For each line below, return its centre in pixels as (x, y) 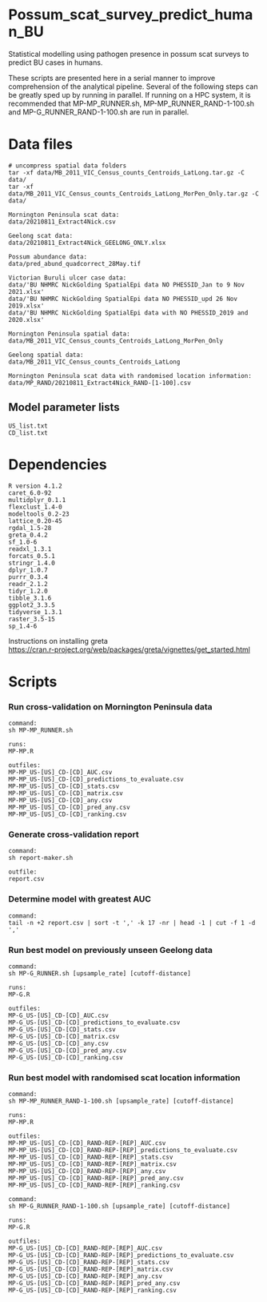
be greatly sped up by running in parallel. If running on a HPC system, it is (130, 94)
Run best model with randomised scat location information (124, 1077)
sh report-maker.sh (41, 858)
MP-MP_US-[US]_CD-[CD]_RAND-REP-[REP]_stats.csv (91, 1157)
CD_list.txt (28, 433)
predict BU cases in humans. (56, 62)
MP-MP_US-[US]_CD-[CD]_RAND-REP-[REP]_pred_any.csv (96, 1179)
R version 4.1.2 (35, 486)
